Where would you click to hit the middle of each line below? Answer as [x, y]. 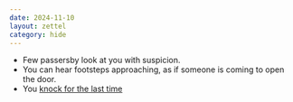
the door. [39, 79]
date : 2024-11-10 [42, 18]
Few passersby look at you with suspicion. [101, 60]
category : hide [38, 34]
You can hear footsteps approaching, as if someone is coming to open [153, 70]
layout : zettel [38, 26]
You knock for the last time [72, 89]
